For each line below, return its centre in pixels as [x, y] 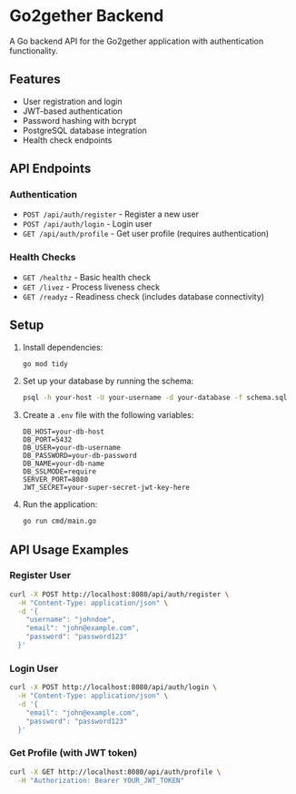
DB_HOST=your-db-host [63, 432]
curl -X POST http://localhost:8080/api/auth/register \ [119, 594]
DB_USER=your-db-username [71, 448]
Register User [40, 575]
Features [35, 80]
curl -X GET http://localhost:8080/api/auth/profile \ [115, 772]
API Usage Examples [69, 550]
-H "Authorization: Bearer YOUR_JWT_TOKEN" [101, 780]
